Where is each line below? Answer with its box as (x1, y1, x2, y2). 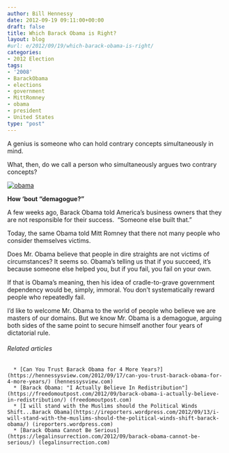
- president (7, 107, 42, 114)
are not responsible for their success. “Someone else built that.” (7, 215, 193, 223)
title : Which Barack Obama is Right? (7, 29, 117, 37)
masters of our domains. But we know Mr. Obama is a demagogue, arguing (7, 314, 222, 322)
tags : (7, 62, 23, 69)
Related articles (7, 344, 52, 353)
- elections (7, 81, 42, 88)
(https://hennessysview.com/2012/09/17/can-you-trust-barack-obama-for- (7, 372, 223, 379)
